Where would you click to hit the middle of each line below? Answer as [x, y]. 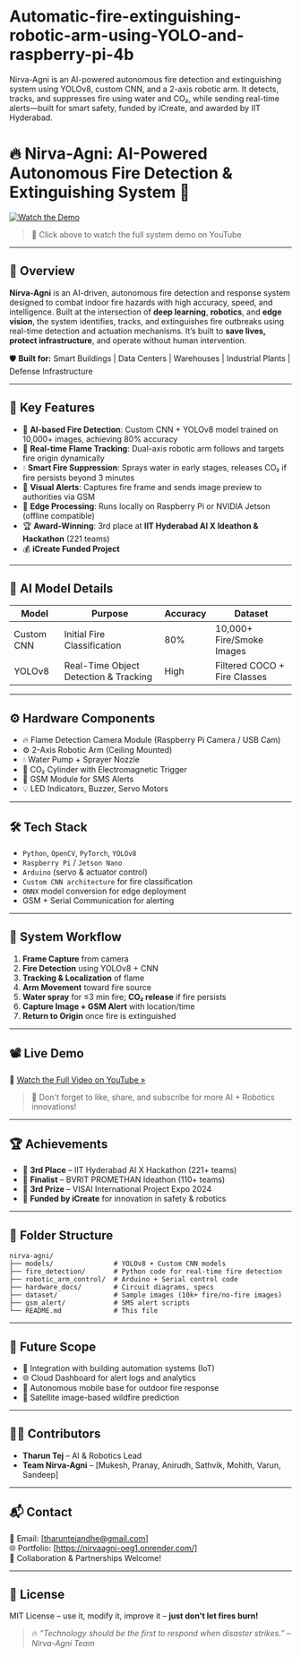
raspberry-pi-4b [72, 55]
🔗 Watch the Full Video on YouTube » [77, 1079]
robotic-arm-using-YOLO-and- [127, 35]
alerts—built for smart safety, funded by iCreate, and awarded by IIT [135, 108]
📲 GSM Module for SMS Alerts [78, 779]
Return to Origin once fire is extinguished [99, 1015]
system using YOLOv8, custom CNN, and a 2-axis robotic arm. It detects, [144, 89]
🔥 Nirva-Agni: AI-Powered [108, 154]
